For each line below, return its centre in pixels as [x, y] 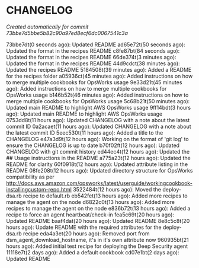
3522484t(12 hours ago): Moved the [117, 189]
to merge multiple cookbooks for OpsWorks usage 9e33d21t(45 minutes [94, 82]
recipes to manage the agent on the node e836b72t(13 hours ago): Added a [98, 208]
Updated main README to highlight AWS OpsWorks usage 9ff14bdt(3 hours [99, 107]
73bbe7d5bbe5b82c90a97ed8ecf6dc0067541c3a [67, 33]
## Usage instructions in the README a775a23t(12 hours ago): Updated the [98, 158]
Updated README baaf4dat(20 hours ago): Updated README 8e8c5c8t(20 [98, 221]
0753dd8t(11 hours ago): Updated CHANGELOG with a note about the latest [98, 120]
